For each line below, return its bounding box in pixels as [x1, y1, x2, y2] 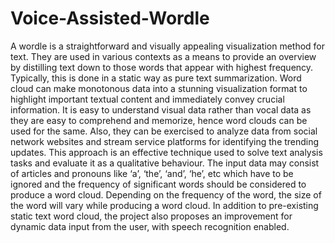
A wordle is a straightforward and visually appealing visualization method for [10, 40, 326, 52]
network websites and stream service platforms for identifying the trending [10, 135, 320, 147]
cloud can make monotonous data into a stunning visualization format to [10, 82, 308, 94]
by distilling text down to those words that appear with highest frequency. [10, 61, 314, 73]
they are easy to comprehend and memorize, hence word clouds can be [10, 114, 308, 126]
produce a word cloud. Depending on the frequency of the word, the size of [10, 188, 322, 201]
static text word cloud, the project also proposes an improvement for [10, 210, 293, 222]
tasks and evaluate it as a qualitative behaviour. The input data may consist [10, 157, 320, 169]
